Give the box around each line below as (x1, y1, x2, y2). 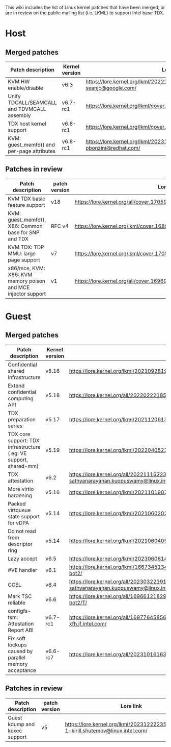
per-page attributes (8, 148, 56, 155)
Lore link (120, 702, 142, 709)
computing (8, 395, 34, 402)
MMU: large (8, 250, 36, 257)
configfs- (8, 607, 32, 614)
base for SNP (8, 229, 40, 236)
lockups (8, 641, 27, 648)
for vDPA (8, 519, 30, 526)
